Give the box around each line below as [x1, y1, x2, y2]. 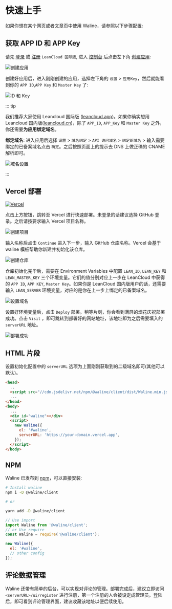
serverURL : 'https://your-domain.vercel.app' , [18, 432, 120, 438]
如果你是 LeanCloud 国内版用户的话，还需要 [73, 280, 166, 287]
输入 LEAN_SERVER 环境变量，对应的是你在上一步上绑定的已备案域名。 [5, 287, 150, 293]
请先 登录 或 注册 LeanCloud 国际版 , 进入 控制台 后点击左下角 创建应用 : [5, 53, 151, 59]
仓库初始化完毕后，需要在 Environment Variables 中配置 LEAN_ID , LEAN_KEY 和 [5, 268, 166, 274]
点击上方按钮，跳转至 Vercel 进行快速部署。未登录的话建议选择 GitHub [5, 211, 154, 217]
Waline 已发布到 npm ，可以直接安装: [5, 475, 82, 481]
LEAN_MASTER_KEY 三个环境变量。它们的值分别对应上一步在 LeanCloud [5, 274, 150, 280]
